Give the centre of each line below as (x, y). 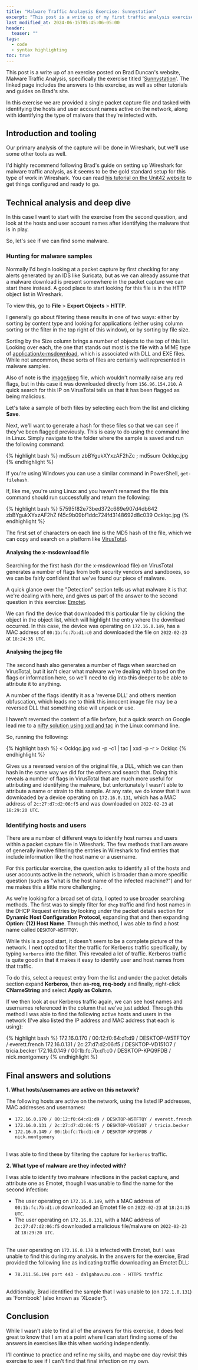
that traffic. (20, 966)
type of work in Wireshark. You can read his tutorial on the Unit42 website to (99, 178)
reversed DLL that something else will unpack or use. (71, 708)
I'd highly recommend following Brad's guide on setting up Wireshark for (94, 165)
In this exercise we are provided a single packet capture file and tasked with (98, 102)
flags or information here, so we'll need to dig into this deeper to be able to (97, 677)
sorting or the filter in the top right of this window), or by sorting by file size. (98, 329)
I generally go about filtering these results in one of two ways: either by (93, 317)
